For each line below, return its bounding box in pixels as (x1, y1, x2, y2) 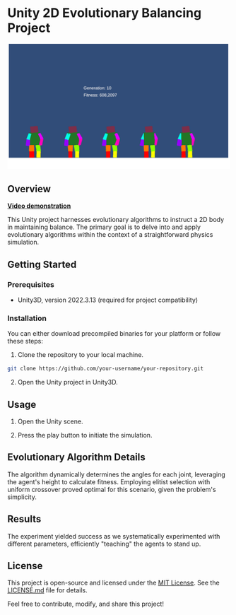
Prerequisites (7, 279, 54, 289)
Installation (7, 313, 47, 323)
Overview (7, 182, 52, 195)
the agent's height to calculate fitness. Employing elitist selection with (7, 477, 211, 486)
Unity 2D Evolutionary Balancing (7, 5, 202, 21)
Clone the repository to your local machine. (17, 351, 143, 359)
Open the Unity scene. (17, 417, 83, 426)
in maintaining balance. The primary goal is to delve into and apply (7, 223, 201, 231)
